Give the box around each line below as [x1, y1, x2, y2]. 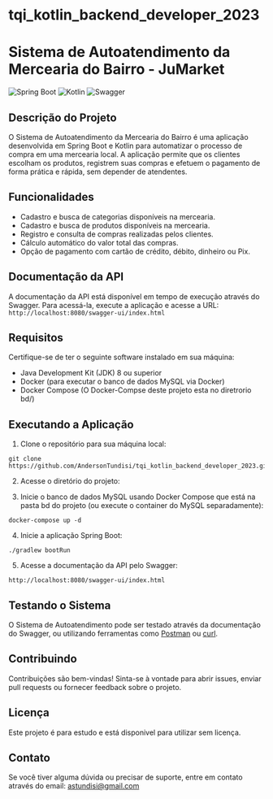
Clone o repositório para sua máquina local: [19, 439, 167, 449]
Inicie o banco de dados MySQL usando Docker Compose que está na [19, 492, 256, 502]
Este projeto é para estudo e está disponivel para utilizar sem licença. [8, 727, 241, 737]
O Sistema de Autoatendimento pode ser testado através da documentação [8, 620, 262, 629]
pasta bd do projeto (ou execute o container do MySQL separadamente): [19, 501, 264, 510]
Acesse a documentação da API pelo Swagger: [19, 561, 179, 571]
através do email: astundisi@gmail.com [8, 781, 140, 791]
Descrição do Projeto [8, 111, 117, 124]
